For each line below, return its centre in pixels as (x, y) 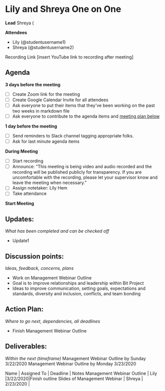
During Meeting (22, 151)
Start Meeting (20, 203)
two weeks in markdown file (41, 111)
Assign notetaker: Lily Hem (40, 188)
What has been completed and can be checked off (57, 231)
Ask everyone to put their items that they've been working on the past (83, 105)
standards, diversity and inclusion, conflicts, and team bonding (77, 293)
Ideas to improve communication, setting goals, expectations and (79, 288)
